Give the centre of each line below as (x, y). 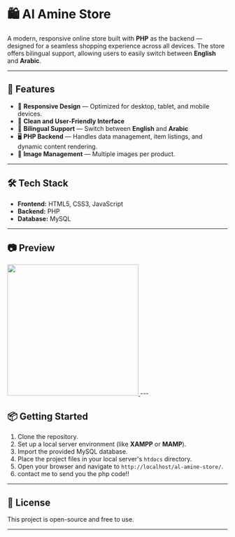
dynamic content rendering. (57, 146)
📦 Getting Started (48, 416)
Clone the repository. (48, 437)
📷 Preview (31, 247)
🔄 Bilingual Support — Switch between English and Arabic (103, 128)
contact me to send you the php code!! (73, 474)
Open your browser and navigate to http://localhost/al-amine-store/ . (120, 466)
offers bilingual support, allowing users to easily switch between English (112, 53)
